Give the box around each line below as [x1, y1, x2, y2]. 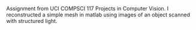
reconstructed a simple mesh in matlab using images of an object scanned [6, 11, 191, 18]
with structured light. [6, 18, 58, 24]
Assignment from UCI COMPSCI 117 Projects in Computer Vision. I [6, 5, 169, 12]
